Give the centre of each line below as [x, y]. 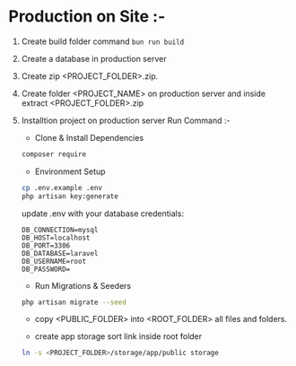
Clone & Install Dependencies [89, 137]
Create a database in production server [94, 58]
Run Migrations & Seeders [83, 285]
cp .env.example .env [61, 187]
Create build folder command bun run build [103, 41]
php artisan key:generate [70, 196]
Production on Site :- [87, 17]
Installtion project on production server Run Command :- [126, 120]
